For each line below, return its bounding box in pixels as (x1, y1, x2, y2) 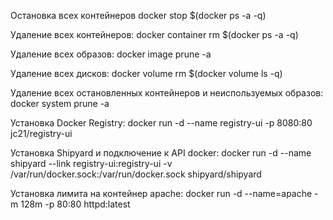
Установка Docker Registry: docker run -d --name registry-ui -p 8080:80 (10, 117, 313, 129)
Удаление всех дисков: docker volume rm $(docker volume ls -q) (10, 68, 283, 79)
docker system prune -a (10, 98, 110, 109)
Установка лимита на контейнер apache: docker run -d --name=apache (10, 188, 313, 199)
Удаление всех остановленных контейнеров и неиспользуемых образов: (10, 87, 324, 99)
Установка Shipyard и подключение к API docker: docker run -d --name (10, 147, 312, 159)
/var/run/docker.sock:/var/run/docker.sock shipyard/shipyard (10, 168, 262, 180)
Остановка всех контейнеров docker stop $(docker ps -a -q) (10, 10, 267, 21)
